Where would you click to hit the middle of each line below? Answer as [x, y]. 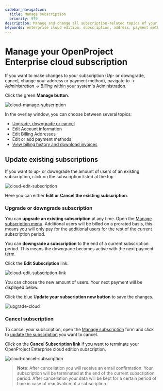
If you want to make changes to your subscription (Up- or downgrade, [75, 75]
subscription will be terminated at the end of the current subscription [86, 373]
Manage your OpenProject [59, 52]
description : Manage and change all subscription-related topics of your [81, 23]
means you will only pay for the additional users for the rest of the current [79, 229]
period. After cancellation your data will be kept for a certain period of [87, 378]
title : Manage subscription [38, 14]
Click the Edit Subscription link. [37, 263]
